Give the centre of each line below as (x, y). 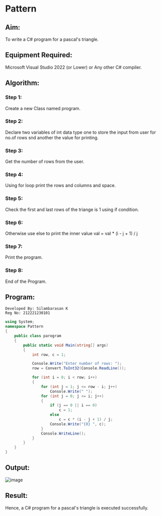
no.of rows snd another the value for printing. (52, 137)
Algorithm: (22, 83)
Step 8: (14, 270)
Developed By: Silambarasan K (37, 309)
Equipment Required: (39, 55)
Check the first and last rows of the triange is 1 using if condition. (72, 210)
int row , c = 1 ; (49, 355)
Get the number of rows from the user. (45, 162)
